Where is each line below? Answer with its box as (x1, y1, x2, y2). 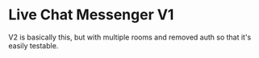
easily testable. (8, 40, 59, 50)
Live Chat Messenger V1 (8, 6, 174, 24)
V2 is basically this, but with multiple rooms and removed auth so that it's (8, 32, 252, 42)
